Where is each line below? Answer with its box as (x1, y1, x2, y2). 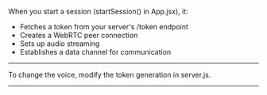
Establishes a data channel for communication (19, 47, 172, 56)
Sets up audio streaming (19, 39, 100, 48)
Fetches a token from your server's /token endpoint (19, 22, 188, 31)
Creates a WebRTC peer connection (19, 31, 138, 40)
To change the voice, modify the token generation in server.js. (8, 70, 211, 79)
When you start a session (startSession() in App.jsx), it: (8, 7, 188, 16)
